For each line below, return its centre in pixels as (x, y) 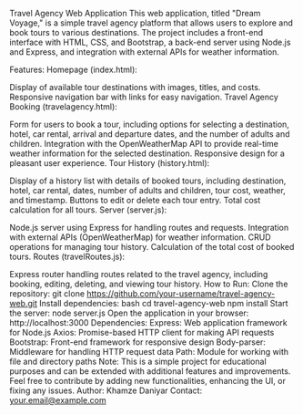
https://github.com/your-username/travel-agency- (181, 294)
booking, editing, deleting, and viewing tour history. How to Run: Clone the (149, 284)
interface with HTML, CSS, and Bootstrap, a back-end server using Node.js (150, 42)
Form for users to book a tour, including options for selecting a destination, (149, 124)
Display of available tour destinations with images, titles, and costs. (135, 87)
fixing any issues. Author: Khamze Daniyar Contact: (106, 390)
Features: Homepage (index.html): (74, 69)
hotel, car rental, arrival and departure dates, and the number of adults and (150, 134)
